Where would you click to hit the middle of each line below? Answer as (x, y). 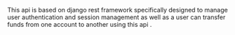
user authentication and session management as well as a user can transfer (116, 17)
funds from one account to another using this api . (80, 24)
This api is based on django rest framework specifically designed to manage (117, 10)
